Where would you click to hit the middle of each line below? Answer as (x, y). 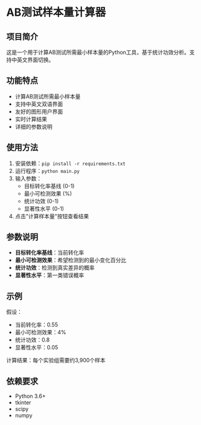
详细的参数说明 (33, 126)
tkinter (23, 403)
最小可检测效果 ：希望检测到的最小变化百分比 (71, 260)
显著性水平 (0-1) (44, 209)
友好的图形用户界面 (39, 111)
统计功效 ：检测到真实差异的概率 (55, 268)
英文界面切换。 (35, 60)
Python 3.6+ (30, 396)
